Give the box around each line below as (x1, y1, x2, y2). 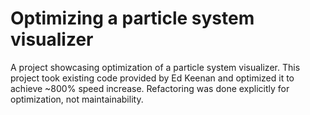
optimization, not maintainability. (10, 93, 144, 105)
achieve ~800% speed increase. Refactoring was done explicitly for (10, 82, 290, 94)
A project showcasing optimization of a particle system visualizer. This (10, 61, 301, 73)
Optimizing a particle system (10, 7, 255, 30)
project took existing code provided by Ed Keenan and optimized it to (10, 72, 295, 84)
